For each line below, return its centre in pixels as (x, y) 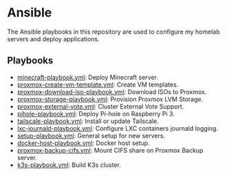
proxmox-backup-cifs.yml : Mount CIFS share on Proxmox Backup (110, 150)
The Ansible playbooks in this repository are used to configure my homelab (113, 32)
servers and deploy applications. (53, 38)
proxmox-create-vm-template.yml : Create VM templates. (98, 85)
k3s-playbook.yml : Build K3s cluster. (69, 165)
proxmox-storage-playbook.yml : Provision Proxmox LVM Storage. (110, 99)
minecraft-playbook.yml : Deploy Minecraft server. (87, 77)
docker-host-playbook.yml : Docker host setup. (83, 143)
